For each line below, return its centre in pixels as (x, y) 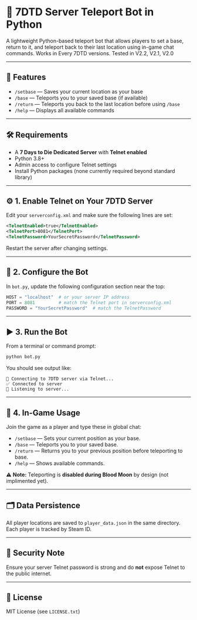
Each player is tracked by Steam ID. (49, 529)
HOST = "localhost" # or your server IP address (68, 297)
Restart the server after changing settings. (57, 248)
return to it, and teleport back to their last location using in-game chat (90, 47)
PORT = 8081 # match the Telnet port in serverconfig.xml (89, 302)
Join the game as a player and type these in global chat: (74, 426)
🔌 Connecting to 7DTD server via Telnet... (60, 379)
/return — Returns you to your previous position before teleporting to (98, 451)
